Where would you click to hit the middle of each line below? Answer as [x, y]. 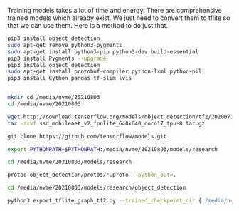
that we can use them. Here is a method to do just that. [88, 25]
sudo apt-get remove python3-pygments [65, 45]
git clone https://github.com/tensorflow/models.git [87, 136]
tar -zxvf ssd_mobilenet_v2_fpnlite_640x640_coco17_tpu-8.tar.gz [106, 123]
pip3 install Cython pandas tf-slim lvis [70, 78]
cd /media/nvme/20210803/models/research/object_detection [97, 188]
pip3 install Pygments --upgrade [57, 58]
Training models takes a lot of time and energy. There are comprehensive [115, 10]
